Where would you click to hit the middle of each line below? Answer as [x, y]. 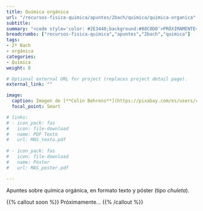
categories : [21, 57]
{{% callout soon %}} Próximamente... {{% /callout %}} [75, 202]
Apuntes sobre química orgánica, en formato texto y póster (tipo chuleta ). [98, 190]
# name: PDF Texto [32, 134]
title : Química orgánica [37, 12]
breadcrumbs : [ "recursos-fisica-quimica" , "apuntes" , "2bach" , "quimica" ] [98, 34]
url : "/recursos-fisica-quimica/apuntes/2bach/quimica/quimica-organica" [101, 17]
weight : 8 [19, 68]
